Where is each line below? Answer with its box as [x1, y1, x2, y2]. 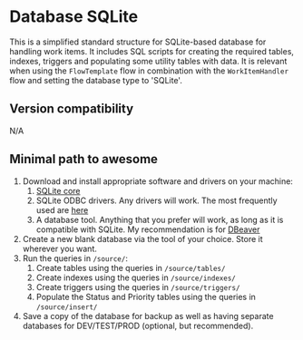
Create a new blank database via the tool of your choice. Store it [22, 233, 263, 244]
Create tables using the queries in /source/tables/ [35, 262, 226, 273]
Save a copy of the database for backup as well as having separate [22, 310, 274, 321]
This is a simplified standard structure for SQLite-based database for [9, 36, 267, 47]
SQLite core [35, 185, 81, 196]
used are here [35, 204, 89, 215]
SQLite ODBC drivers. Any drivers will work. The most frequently [35, 195, 279, 206]
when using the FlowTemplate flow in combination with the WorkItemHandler [9, 65, 288, 76]
